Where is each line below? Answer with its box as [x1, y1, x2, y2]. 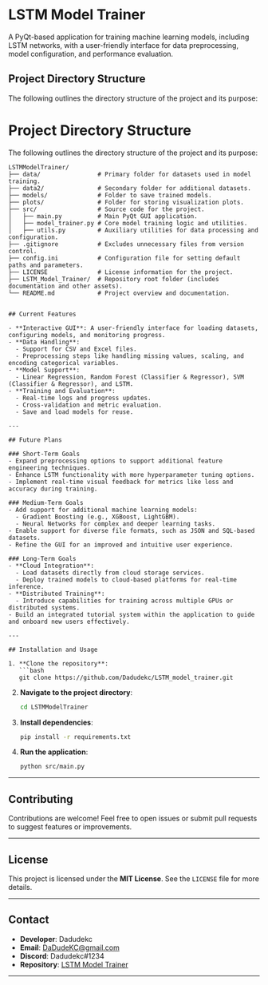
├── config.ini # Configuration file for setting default [8, 254, 241, 262]
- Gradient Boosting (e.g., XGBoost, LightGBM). [15, 513, 180, 521]
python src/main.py [19, 763, 85, 771]
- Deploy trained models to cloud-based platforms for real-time [15, 575, 238, 584]
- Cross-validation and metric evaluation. [15, 401, 162, 409]
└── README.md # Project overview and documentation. [8, 289, 230, 297]
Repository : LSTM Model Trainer [19, 959, 129, 969]
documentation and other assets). [8, 282, 124, 290]
